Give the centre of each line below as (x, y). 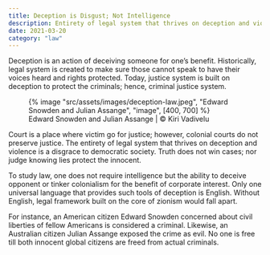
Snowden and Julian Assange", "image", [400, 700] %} (119, 111)
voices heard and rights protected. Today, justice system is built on (119, 78)
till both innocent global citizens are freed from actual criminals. (114, 242)
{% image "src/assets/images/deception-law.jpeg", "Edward (128, 102)
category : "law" (35, 38)
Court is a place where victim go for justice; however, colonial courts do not (133, 135)
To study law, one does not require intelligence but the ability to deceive (127, 176)
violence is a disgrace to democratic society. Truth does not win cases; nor (133, 152)
